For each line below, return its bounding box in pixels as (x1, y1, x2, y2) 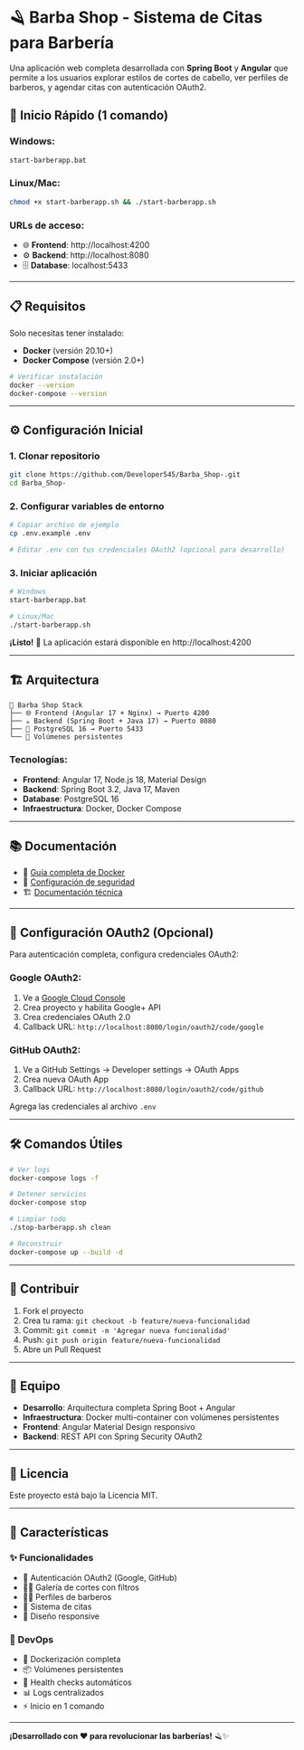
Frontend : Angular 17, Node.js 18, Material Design (22, 774, 206, 785)
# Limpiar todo (9, 1215, 67, 1224)
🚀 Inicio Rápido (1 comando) (9, 108, 169, 123)
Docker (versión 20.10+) (22, 345, 113, 355)
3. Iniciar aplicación (9, 566, 98, 579)
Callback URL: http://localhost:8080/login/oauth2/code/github (22, 1083, 264, 1094)
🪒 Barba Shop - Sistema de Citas (9, 7, 263, 28)
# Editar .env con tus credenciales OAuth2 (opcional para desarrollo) (9, 544, 285, 554)
